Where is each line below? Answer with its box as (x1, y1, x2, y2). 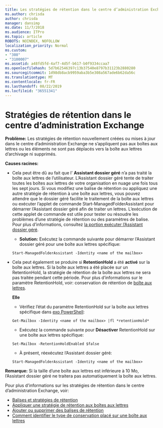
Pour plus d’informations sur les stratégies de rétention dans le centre (5, 382, 145, 389)
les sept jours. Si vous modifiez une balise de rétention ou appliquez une (12, 186, 158, 191)
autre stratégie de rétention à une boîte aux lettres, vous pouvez (12, 190, 141, 197)
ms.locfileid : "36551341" (5, 88, 57, 93)
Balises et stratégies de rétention (12, 397, 78, 403)
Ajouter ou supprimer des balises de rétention (12, 408, 104, 413)
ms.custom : (5, 48, 27, 52)
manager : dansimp (5, 20, 40, 26)
